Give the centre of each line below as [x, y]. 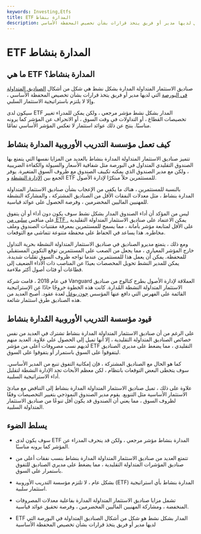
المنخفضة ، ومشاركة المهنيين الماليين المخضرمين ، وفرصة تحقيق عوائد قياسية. [102, 506]
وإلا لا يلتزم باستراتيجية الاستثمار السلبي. [51, 101]
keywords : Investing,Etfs [39, 12]
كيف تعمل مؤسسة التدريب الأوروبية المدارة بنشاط [89, 144]
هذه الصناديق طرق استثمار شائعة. [44, 300]
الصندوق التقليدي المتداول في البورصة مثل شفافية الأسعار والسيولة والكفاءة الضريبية [100, 165]
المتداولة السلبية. [25, 407]
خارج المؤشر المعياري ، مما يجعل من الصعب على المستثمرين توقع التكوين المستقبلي [101, 251]
